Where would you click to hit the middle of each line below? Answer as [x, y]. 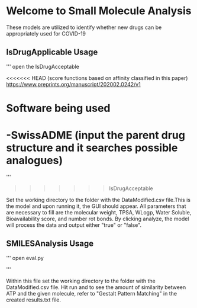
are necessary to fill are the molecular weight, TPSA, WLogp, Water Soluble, [99, 212]
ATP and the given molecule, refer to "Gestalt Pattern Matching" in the [92, 293]
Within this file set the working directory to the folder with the [81, 281]
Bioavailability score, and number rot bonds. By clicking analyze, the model [98, 219]
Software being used [58, 108]
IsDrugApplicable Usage [52, 52]
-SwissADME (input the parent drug [96, 135]
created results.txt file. [33, 300]
